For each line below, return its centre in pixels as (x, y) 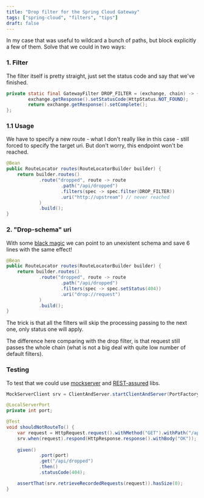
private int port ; (29, 411)
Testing (18, 370)
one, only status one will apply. (45, 329)
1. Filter (17, 63)
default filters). (25, 354)
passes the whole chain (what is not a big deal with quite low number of (96, 347)
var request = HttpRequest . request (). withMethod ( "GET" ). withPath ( (103, 433)
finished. (17, 82)
